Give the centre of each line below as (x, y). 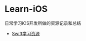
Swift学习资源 (26, 33)
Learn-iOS (26, 9)
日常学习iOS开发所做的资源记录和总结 (43, 23)
